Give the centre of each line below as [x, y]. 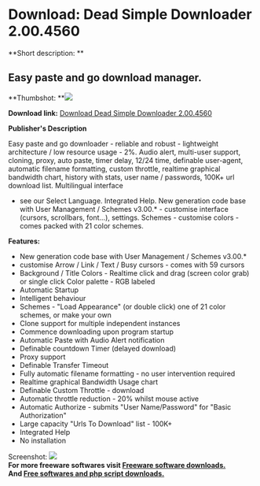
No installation [43, 440]
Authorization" [43, 415]
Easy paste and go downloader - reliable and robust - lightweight [113, 143]
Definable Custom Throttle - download [82, 390]
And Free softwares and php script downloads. [86, 473]
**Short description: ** [46, 53]
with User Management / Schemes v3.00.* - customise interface [124, 209]
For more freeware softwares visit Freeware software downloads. [117, 465]
